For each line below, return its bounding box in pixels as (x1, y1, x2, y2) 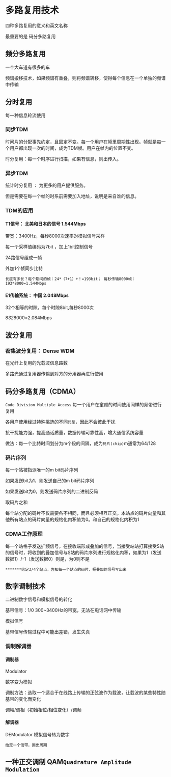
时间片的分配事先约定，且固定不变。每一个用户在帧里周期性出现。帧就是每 (5, 138, 161, 145)
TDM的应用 (5, 207, 34, 214)
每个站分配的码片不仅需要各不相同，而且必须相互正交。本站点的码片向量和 (5, 510, 161, 516)
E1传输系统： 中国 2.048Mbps (5, 292, 69, 298)
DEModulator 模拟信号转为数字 (5, 731, 70, 737)
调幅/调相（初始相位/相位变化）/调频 (5, 706, 82, 713)
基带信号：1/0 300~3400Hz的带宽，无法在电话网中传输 (5, 607, 122, 614)
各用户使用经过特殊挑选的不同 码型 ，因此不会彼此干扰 (5, 419, 116, 425)
